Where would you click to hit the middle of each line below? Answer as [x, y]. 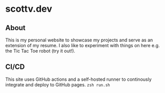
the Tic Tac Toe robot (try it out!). [40, 51]
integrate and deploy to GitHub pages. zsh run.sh [58, 84]
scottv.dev [29, 9]
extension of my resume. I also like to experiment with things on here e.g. [82, 45]
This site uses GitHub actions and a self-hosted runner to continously [79, 79]
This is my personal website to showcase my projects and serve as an [79, 40]
